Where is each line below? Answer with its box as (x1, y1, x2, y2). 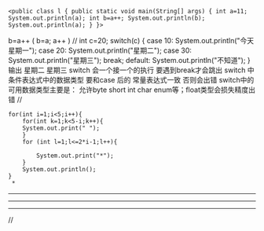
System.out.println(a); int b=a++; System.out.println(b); (8, 14, 206, 22)
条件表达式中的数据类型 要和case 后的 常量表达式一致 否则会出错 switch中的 (8, 75, 255, 84)
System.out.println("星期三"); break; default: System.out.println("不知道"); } (8, 56, 251, 64)
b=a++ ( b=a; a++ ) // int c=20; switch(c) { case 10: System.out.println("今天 (8, 36, 255, 45)
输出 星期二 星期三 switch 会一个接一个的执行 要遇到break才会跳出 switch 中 (8, 65, 255, 75)
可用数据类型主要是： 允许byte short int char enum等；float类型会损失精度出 (8, 85, 255, 94)
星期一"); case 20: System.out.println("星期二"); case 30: (8, 46, 192, 55)
